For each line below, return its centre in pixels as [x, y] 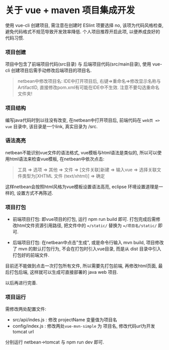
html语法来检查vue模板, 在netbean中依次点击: [57, 159]
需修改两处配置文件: [26, 309]
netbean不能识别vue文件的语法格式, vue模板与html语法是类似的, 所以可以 [81, 152]
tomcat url [23, 332]
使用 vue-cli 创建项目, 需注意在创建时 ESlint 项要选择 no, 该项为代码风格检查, [84, 25]
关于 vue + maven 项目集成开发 [70, 10]
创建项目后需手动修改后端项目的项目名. [51, 71]
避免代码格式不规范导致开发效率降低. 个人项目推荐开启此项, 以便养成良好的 [82, 31]
